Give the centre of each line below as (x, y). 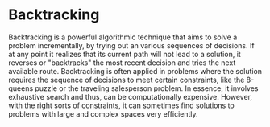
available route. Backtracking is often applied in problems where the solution (135, 71)
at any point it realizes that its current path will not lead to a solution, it (125, 54)
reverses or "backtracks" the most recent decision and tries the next (122, 63)
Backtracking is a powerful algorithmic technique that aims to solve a (123, 37)
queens (21, 88)
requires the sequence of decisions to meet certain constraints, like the (127, 80)
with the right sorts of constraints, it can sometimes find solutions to (122, 105)
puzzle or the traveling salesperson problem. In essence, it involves (147, 88)
